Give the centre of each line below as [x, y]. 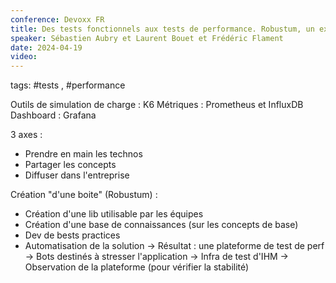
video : [24, 57]
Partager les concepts [70, 165]
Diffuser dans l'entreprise [77, 175]
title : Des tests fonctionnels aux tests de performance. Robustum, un [162, 29]
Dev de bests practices [72, 235]
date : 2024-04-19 [46, 47]
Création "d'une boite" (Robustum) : [84, 195]
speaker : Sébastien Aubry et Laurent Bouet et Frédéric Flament [147, 38]
